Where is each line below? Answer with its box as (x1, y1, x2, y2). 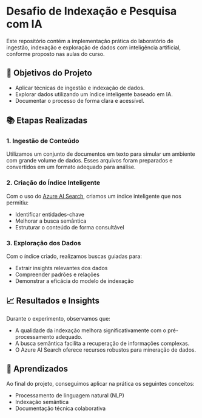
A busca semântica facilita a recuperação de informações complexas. (15, 340, 190, 347)
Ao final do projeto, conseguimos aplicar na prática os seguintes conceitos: (6, 380, 195, 387)
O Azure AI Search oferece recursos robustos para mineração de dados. (15, 346, 197, 354)
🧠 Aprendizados (6, 364, 69, 374)
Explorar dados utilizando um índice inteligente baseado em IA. (15, 90, 173, 98)
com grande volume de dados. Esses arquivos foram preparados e (6, 157, 173, 164)
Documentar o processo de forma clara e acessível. (15, 97, 144, 104)
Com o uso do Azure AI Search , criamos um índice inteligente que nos (6, 192, 182, 200)
